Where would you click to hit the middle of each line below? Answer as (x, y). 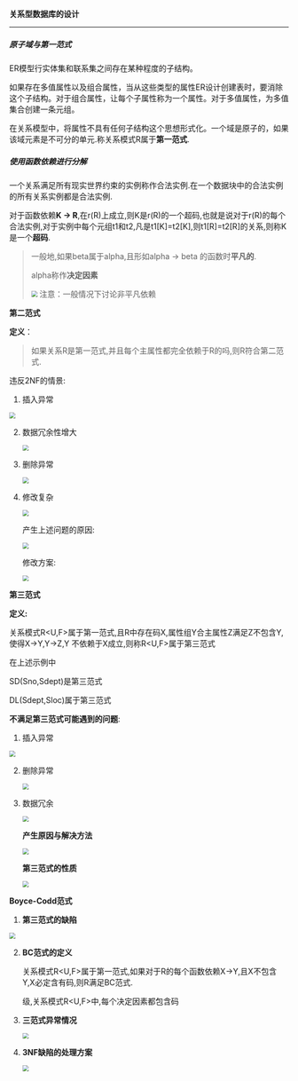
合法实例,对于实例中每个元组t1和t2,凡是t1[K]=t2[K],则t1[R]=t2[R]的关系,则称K (148, 226)
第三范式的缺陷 (49, 919)
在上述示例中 (32, 663)
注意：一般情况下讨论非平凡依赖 (98, 294)
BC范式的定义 (47, 952)
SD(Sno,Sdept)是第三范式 (56, 682)
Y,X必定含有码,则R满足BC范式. (77, 982)
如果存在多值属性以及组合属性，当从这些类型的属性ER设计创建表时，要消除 (146, 87)
